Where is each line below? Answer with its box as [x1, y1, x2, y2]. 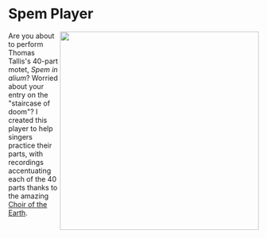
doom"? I [8, 106, 38, 116]
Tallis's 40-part [8, 56, 58, 66]
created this [8, 115, 48, 125]
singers [8, 132, 33, 141]
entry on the [8, 90, 48, 99]
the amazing [8, 191, 49, 201]
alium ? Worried [8, 73, 58, 83]
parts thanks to [8, 182, 58, 192]
